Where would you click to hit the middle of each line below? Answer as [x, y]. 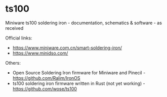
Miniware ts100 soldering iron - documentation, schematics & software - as [83, 23]
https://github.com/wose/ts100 [45, 88]
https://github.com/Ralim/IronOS [46, 78]
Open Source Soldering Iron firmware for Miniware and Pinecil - [79, 72]
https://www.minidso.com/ [40, 53]
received [14, 28]
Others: [13, 63]
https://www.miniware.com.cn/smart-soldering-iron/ [67, 47]
